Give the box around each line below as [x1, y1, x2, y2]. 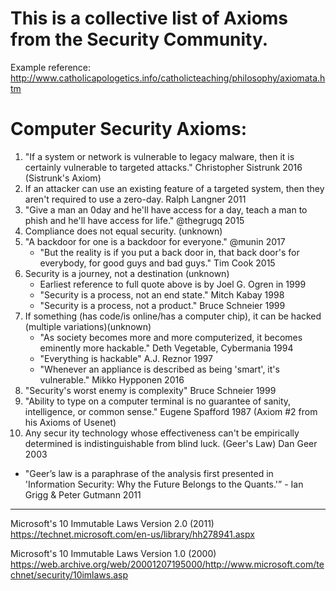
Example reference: [10, 61, 92, 73]
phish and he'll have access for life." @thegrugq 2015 [24, 214, 245, 226]
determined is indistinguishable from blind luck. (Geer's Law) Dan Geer [24, 437, 318, 449]
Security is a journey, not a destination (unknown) [24, 267, 230, 279]
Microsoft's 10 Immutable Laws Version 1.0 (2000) [10, 547, 217, 559]
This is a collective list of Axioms [10, 7, 289, 30]
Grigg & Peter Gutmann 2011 [24, 488, 142, 501]
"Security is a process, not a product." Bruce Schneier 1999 [39, 299, 286, 311]
